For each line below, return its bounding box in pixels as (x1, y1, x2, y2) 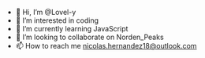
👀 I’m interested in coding (15, 16, 99, 25)
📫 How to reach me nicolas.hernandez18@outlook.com (15, 42, 197, 50)
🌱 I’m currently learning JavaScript (15, 24, 129, 33)
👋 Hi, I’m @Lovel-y (15, 8, 76, 16)
